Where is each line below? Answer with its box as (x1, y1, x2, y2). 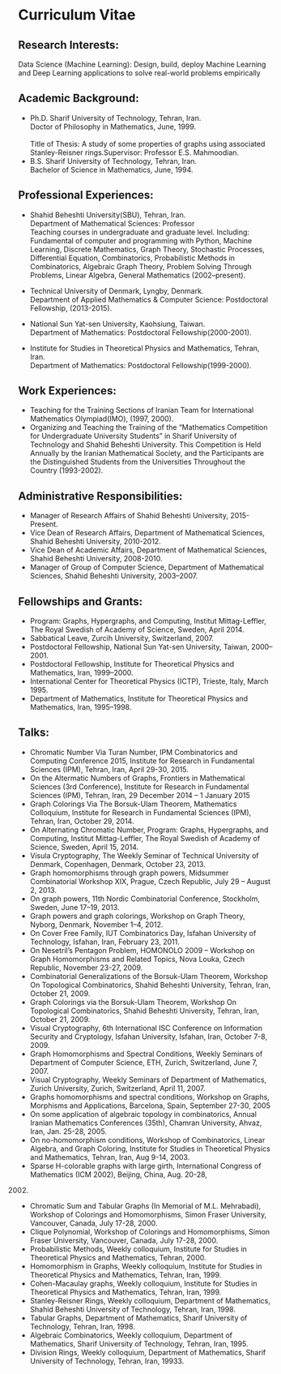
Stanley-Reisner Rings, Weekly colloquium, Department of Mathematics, (29, 1295, 270, 1305)
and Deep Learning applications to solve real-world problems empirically (18, 68, 261, 78)
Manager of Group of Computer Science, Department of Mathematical (29, 562, 265, 573)
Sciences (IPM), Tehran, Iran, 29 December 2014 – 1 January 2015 (29, 790, 250, 800)
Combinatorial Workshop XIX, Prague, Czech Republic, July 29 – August (29, 876, 271, 886)
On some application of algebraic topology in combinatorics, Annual (29, 1109, 257, 1119)
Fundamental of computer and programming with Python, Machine (29, 235, 253, 245)
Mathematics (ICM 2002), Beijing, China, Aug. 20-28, (29, 1170, 208, 1179)
